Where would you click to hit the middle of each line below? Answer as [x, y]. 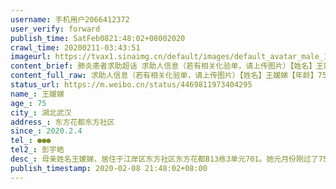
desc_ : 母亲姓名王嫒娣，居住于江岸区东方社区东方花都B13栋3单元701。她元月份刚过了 [164, 159]
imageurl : [31, 57]
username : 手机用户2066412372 [70, 19]
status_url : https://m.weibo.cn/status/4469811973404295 [131, 85]
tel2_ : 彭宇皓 [37, 150]
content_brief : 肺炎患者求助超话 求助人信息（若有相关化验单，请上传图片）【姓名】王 [167, 66]
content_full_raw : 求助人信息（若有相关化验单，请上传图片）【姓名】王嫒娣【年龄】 [164, 76]
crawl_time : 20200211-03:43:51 [75, 47]
